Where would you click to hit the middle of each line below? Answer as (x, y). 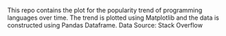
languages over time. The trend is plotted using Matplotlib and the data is (113, 18)
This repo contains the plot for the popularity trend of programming (105, 10)
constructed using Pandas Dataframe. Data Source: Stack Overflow (105, 25)
